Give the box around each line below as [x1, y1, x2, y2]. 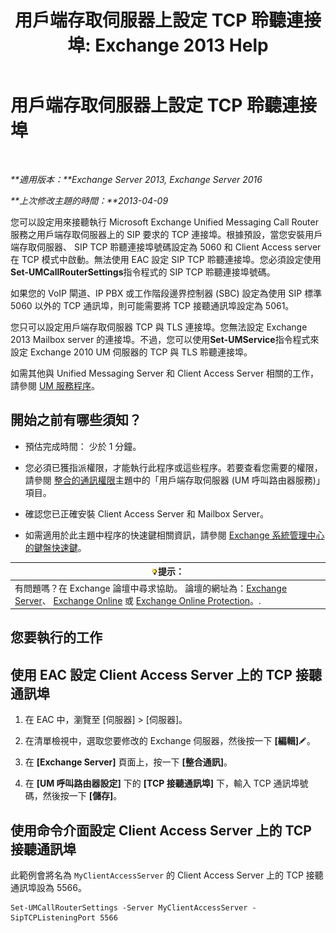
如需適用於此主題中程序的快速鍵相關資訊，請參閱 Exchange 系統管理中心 [24, 529, 325, 541]
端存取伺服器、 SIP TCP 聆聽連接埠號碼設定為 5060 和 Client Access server [10, 241, 322, 253]
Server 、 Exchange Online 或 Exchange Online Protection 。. [14, 594, 262, 606]
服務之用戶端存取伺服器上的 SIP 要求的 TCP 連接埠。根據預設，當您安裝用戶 [10, 228, 323, 240]
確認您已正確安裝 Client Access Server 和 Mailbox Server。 [24, 507, 269, 520]
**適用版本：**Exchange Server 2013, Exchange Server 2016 [10, 173, 263, 185]
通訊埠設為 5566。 [10, 882, 87, 894]
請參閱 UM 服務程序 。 [10, 379, 100, 391]
